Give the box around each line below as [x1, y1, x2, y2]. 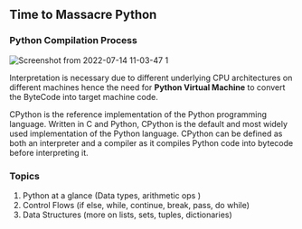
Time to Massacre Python [9, 7, 157, 23]
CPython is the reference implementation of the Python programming [9, 108, 268, 120]
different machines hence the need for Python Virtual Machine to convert [9, 81, 286, 93]
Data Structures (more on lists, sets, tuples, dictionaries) [22, 209, 232, 220]
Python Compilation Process [9, 34, 137, 47]
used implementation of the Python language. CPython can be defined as [9, 128, 283, 139]
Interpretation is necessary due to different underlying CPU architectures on [9, 72, 293, 83]
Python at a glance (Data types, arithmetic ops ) [22, 189, 202, 201]
